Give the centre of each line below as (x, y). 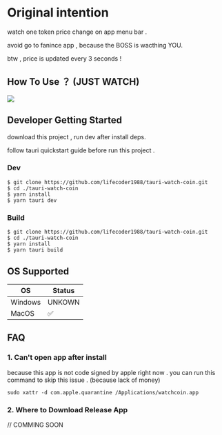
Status (64, 290)
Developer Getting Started (65, 120)
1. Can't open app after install (57, 358)
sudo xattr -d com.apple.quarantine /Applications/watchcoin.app (103, 392)
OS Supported (38, 271)
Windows (26, 302)
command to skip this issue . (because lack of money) (84, 380)
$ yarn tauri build (35, 250)
